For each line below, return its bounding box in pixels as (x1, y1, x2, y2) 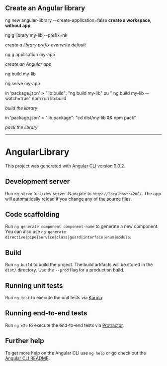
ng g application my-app (5, 51, 56, 57)
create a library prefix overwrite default (5, 42, 86, 48)
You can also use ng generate (5, 229, 66, 235)
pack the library (5, 124, 38, 130)
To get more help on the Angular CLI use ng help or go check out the (5, 350, 146, 356)
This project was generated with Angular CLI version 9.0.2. (5, 163, 126, 169)
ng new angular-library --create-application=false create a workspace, (5, 17, 152, 23)
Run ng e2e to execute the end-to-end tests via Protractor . (5, 322, 124, 328)
